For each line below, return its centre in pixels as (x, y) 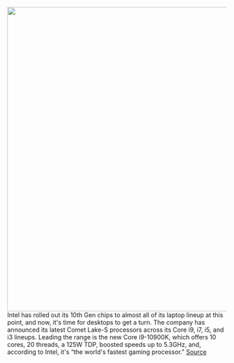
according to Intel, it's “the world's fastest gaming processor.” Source (107, 352)
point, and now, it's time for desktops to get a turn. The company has (106, 322)
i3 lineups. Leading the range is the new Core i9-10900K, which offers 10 (112, 337)
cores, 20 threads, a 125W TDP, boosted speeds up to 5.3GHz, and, (104, 345)
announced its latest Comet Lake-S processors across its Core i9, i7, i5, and (116, 330)
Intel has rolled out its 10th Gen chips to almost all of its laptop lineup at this (115, 315)
